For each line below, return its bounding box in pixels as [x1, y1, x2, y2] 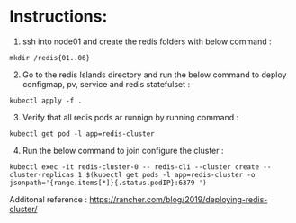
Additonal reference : [9, 193, 88, 204]
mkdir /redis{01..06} [9, 53, 91, 62]
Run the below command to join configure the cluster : [22, 145, 224, 156]
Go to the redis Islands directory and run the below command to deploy [22, 69, 287, 80]
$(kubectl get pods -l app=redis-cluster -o [85, 170, 256, 179]
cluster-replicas [9, 170, 75, 179]
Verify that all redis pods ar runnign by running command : [22, 111, 239, 122]
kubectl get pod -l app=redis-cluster [9, 129, 155, 138]
